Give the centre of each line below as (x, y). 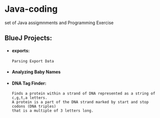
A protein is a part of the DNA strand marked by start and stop (80, 102)
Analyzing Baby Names (36, 72)
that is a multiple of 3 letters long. (53, 111)
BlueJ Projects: (28, 38)
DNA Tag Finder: (29, 83)
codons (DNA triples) (34, 107)
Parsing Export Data (33, 61)
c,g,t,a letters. (30, 98)
